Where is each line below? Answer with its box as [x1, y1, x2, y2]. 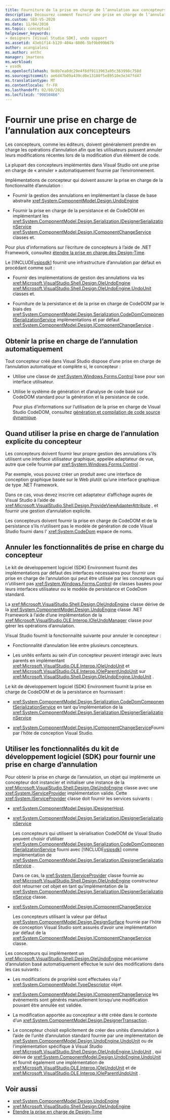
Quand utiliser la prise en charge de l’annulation [5, 429, 159, 438]
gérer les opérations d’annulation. [5, 622, 75, 628]
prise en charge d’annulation [5, 761, 98, 769]
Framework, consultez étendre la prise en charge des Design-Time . [5, 250, 146, 256]
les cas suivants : [5, 966, 41, 972]
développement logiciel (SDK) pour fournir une [5, 752, 156, 761]
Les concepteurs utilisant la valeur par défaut [12, 913, 107, 919]
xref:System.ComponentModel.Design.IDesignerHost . [12, 805, 125, 811]
